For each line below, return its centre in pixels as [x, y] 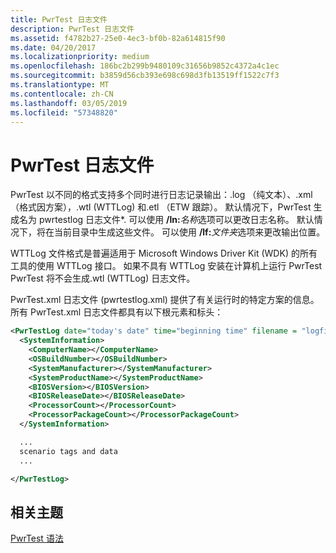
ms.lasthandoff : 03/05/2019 [69, 103]
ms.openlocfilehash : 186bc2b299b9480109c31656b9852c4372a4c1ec [145, 66]
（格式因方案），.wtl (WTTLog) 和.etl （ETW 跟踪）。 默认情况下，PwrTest [161, 207]
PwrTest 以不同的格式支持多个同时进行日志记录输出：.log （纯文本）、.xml [161, 195]
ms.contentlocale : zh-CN [62, 94]
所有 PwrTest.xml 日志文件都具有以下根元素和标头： [117, 312]
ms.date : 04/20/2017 [53, 47]
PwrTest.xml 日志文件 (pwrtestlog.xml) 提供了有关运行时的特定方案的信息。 [165, 300]
